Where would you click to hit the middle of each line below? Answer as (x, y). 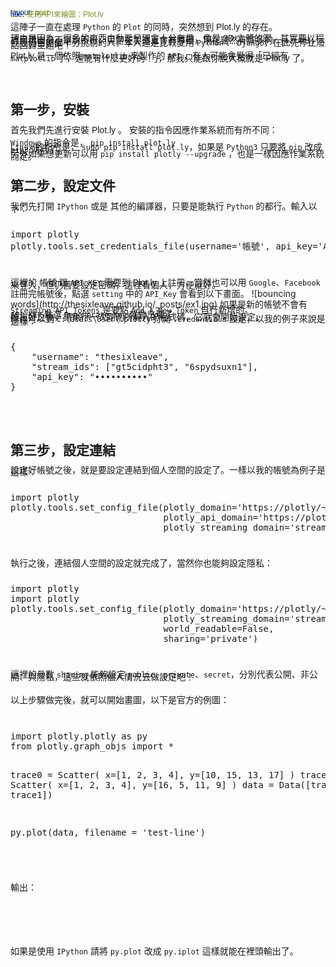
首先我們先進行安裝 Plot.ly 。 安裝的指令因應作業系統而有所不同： (144, 129)
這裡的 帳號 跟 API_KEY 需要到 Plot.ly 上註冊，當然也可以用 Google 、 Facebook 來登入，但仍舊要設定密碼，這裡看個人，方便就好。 (165, 283)
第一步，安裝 (50, 110)
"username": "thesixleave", (100, 356)
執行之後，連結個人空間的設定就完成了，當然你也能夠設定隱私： (141, 563)
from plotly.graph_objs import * (92, 746)
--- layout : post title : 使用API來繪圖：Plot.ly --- (57, 13)
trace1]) (31, 795)
